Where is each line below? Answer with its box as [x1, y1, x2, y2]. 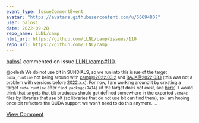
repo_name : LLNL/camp [6, 31, 60, 37]
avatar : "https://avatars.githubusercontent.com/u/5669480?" [6, 14, 161, 20]
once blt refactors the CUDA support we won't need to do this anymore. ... [6, 100, 158, 106]
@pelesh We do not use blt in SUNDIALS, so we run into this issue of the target [6, 69, 168, 75]
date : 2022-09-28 [6, 25, 49, 31]
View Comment [6, 111, 44, 118]
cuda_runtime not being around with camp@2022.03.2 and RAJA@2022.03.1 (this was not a [6, 75, 193, 80]
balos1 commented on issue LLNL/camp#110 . [6, 57, 116, 65]
